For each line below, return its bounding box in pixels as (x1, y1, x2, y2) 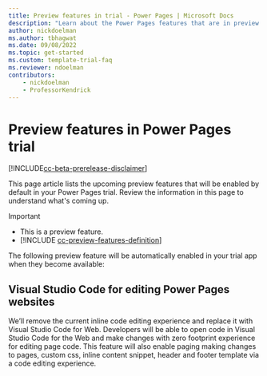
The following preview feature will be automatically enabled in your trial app (8, 251, 257, 260)
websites (8, 295, 55, 308)
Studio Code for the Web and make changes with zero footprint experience (8, 333, 256, 343)
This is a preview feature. (19, 227, 104, 236)
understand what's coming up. (8, 196, 110, 206)
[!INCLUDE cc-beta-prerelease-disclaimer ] (8, 164, 148, 173)
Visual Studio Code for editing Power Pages (8, 283, 230, 296)
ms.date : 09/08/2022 (8, 42, 78, 49)
